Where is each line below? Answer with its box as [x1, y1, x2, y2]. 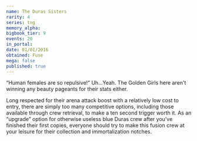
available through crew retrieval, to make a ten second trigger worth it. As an [6, 109, 192, 116]
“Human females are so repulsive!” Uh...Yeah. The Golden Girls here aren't [6, 79, 186, 86]
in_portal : [6, 42, 33, 48]
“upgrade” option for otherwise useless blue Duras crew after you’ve [6, 116, 173, 123]
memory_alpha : [6, 25, 41, 31]
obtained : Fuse [6, 52, 44, 58]
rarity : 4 [6, 14, 31, 20]
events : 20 [6, 36, 33, 42]
